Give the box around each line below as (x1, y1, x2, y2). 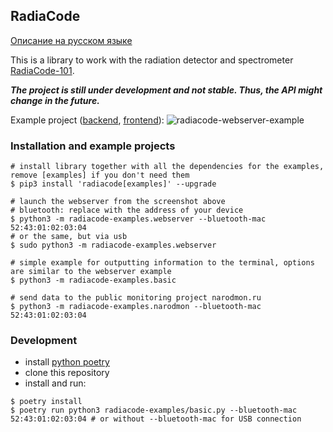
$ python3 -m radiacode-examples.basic (10, 275, 177, 286)
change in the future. (10, 94, 100, 106)
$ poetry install (10, 397, 83, 407)
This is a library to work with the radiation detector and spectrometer (10, 54, 294, 66)
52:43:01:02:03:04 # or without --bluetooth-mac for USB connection (10, 414, 302, 424)
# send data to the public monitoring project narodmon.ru (10, 293, 262, 303)
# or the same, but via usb (10, 232, 128, 242)
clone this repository (24, 367, 110, 379)
